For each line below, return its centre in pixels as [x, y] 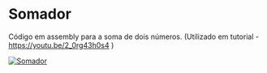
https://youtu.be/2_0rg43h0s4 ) [61, 45]
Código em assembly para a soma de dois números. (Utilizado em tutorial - [134, 36]
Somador [40, 14]
